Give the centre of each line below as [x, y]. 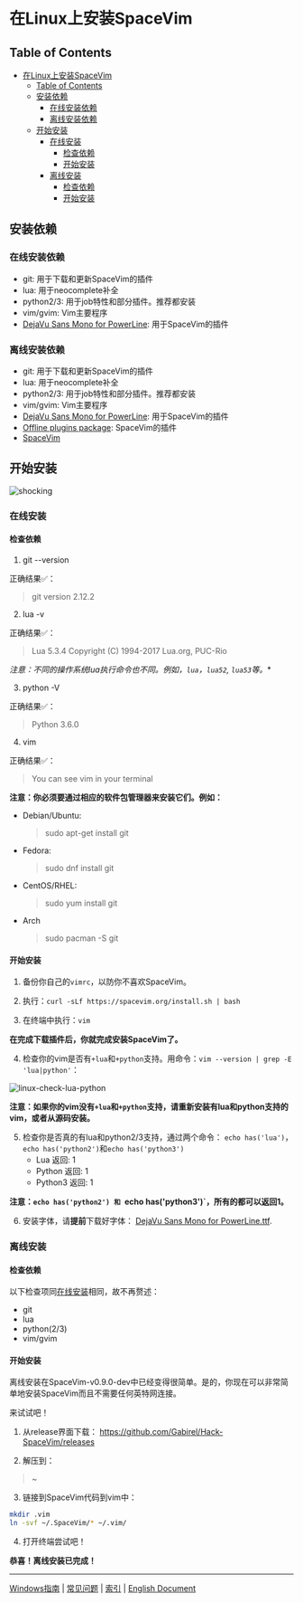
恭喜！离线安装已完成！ [53, 1560]
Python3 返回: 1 [64, 1182]
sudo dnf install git [79, 868]
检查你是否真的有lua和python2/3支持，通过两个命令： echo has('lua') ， [157, 1137]
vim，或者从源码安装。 [52, 1118]
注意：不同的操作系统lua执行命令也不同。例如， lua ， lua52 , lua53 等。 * [141, 669]
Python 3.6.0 [55, 724]
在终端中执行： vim [56, 1020]
